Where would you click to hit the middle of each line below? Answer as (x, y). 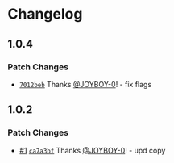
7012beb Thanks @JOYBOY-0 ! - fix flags (85, 84)
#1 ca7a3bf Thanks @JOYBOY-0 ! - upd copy (92, 150)
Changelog (45, 14)
